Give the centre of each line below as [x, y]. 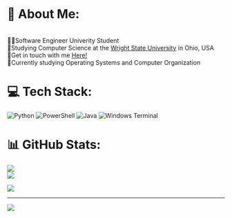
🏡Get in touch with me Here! [47, 55]
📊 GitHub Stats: [54, 145]
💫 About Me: [43, 14]
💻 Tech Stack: [50, 92]
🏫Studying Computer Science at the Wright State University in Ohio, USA [110, 48]
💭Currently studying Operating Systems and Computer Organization [104, 62]
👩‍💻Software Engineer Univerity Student [63, 40]
